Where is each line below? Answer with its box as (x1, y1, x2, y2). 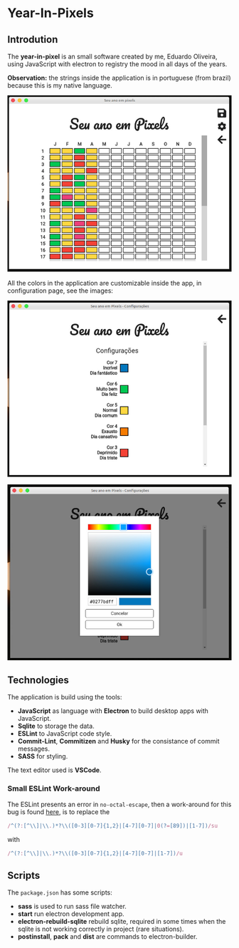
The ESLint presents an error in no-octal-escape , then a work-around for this (7, 800, 232, 808)
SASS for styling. (17, 752, 68, 761)
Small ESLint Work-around (7, 783, 101, 793)
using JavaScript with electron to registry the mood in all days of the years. (7, 60, 228, 68)
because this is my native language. (7, 81, 112, 90)
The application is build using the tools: (7, 693, 122, 702)
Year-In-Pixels (7, 5, 94, 21)
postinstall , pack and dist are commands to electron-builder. (17, 932, 198, 941)
